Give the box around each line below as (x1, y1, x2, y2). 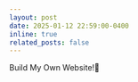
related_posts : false (9, 37, 90, 47)
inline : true (9, 29, 58, 38)
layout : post (9, 12, 58, 22)
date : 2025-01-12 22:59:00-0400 (9, 21, 129, 30)
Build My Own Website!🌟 (9, 62, 101, 73)
